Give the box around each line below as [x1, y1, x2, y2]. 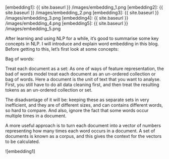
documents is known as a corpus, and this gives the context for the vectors [5, 133, 162, 139]
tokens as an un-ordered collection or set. [5, 87, 92, 93]
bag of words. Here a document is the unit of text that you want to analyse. [5, 76, 161, 82]
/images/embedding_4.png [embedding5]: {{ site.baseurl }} [5, 20, 129, 26]
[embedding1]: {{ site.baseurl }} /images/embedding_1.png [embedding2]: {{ [5, 5, 163, 10]
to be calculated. [5, 138, 40, 144]
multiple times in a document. [5, 113, 67, 119]
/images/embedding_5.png [5, 26, 61, 32]
